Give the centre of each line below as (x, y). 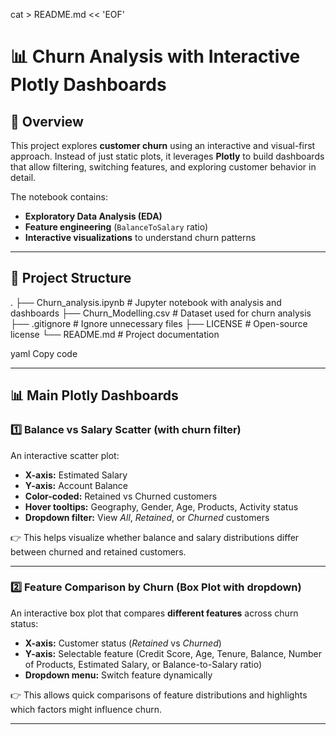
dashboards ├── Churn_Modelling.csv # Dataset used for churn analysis (161, 313)
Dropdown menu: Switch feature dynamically (118, 675)
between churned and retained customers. (98, 551)
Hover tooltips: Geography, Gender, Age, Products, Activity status (161, 506)
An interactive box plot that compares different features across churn (154, 613)
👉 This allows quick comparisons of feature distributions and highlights (159, 695)
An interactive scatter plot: (65, 455)
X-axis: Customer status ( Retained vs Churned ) (123, 643)
